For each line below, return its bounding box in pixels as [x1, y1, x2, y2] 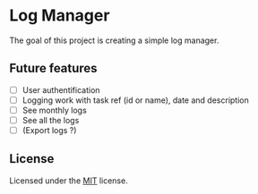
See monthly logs [21, 105, 87, 115]
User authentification [21, 84, 100, 95]
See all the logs [21, 114, 80, 125]
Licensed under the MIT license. [9, 175, 128, 186]
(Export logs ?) [21, 125, 77, 135]
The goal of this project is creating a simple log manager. [9, 35, 219, 46]
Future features [9, 61, 98, 76]
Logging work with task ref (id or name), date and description [21, 95, 249, 105]
